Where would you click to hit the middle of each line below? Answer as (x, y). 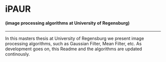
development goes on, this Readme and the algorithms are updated (74, 49)
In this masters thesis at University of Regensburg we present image (75, 38)
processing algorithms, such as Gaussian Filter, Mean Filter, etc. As (73, 44)
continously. (18, 54)
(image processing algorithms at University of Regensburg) (67, 23)
